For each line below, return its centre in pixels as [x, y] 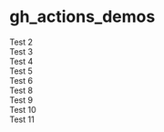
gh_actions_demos [82, 17]
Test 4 [21, 61]
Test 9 [21, 100]
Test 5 [21, 71]
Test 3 [21, 51]
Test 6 [21, 80]
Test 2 [21, 42]
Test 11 [22, 119]
